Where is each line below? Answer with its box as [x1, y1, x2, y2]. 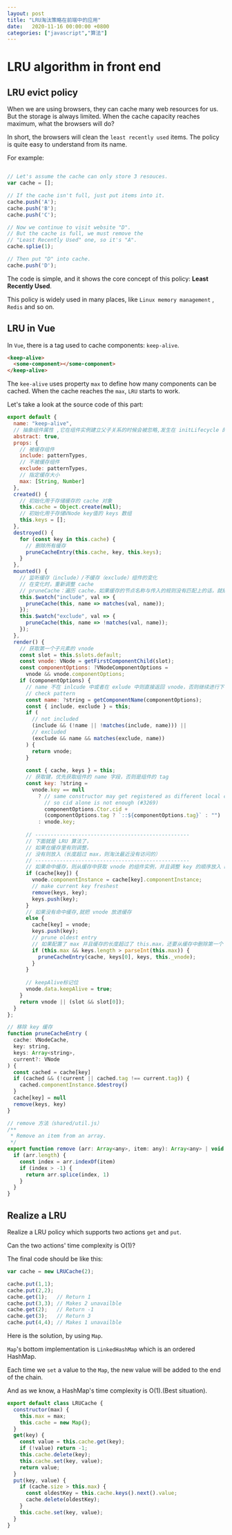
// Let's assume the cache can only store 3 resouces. [7, 173, 168, 180]
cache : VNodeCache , [13, 1037, 70, 1044]
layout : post [7, 10, 45, 17]
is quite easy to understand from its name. [7, 140, 128, 149]
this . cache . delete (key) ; [19, 1451, 91, 1458]
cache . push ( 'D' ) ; [7, 262, 57, 269]
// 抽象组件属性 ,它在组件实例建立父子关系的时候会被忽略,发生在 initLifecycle [13, 426, 220, 433]
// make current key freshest [32, 883, 119, 890]
